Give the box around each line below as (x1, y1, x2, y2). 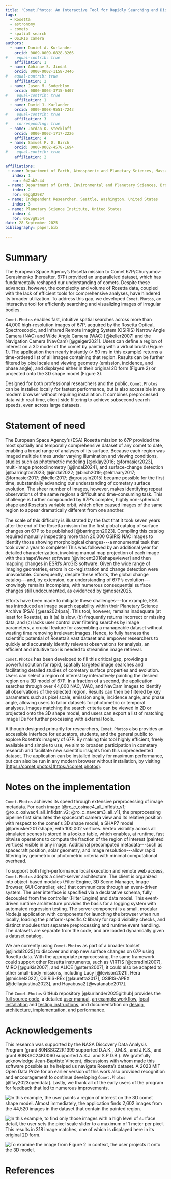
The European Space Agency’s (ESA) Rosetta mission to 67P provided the (5, 437, 160, 443)
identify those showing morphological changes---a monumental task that (5, 539, 159, 545)
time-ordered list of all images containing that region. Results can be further (5, 354, 164, 360)
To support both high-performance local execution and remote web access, (5, 867, 164, 874)
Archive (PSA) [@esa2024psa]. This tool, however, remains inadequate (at (5, 608, 161, 614)
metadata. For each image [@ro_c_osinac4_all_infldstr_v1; (5, 804, 126, 810)
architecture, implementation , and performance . (5, 1007, 106, 1013)
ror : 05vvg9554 (12, 216, 44, 221)
